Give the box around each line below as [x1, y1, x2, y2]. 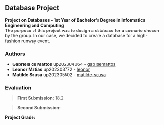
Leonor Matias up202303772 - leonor [12, 66, 90, 73]
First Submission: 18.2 [17, 95, 64, 101]
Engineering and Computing [5, 22, 64, 28]
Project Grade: [5, 114, 35, 120]
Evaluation [5, 84, 31, 91]
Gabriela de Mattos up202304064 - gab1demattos [12, 62, 116, 67]
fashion [5, 38, 21, 44]
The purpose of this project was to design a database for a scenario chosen [5, 27, 159, 33]
